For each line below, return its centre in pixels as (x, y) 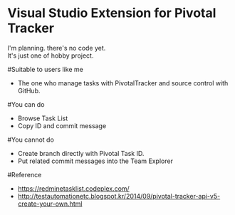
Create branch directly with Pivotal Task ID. (81, 153)
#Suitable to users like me (45, 69)
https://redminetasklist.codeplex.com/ (73, 188)
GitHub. (29, 90)
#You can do (26, 104)
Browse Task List (43, 118)
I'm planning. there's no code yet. (57, 48)
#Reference (25, 174)
